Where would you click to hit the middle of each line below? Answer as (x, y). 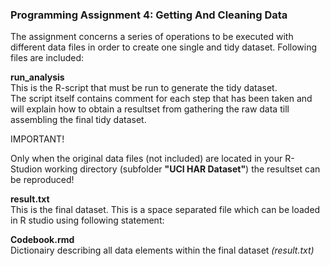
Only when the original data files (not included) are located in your (146, 159)
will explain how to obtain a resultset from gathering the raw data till (150, 109)
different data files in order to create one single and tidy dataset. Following (164, 47)
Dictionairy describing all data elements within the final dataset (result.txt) (162, 250)
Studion (26, 169)
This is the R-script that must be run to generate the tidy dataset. (144, 88)
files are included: (47, 58)
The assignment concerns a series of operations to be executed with (152, 37)
